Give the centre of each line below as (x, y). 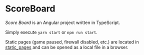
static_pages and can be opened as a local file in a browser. (67, 47)
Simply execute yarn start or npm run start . (51, 32)
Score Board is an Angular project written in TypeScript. (63, 22)
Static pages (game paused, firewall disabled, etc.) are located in (72, 42)
